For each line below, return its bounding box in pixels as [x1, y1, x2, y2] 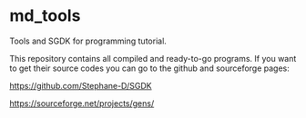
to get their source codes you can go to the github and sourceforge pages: [9, 63, 290, 74]
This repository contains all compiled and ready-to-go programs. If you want [9, 53, 297, 64]
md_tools [9, 5, 81, 26]
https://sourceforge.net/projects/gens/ [9, 97, 155, 109]
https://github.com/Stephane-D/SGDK [9, 80, 152, 91]
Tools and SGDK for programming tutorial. [9, 35, 167, 46]
